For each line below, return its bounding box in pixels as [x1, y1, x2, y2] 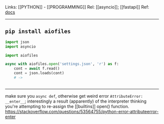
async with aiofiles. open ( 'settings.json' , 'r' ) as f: [5, 62, 119, 67]
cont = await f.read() [14, 66, 60, 71]
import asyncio [5, 44, 36, 49]
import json [5, 39, 29, 44]
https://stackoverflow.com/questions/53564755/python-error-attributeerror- [5, 108, 159, 114]
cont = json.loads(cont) [14, 71, 64, 76]
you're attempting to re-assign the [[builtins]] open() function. [5, 103, 129, 109]
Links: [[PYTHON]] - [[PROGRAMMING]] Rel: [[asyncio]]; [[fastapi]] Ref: [5, 4, 150, 10]
